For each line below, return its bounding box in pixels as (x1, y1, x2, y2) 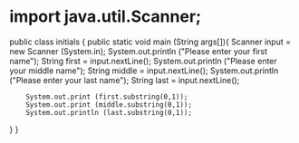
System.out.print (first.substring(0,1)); (25, 92, 188, 101)
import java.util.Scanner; (9, 6, 202, 27)
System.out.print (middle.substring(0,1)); (25, 100, 193, 110)
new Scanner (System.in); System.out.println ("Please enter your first (9, 45, 268, 56)
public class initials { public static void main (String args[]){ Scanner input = (9, 36, 292, 47)
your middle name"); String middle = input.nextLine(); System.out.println (9, 65, 279, 76)
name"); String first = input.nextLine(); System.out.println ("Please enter (9, 55, 278, 66)
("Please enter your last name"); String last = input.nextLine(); (9, 74, 240, 85)
